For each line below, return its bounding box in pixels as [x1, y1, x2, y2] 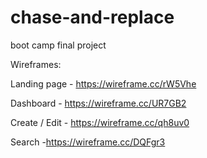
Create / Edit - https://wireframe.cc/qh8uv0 [10, 116, 190, 128]
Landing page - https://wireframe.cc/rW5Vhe [10, 77, 197, 90]
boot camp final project [10, 39, 107, 51]
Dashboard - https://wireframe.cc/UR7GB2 [10, 97, 187, 109]
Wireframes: [10, 58, 62, 70]
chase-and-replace [10, 6, 175, 29]
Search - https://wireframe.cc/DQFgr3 [10, 136, 166, 148]
